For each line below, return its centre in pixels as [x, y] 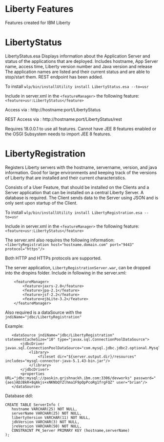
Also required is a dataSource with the [43, 312]
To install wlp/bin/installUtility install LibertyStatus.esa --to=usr [77, 86]
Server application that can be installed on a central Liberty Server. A [74, 192]
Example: [14, 326]
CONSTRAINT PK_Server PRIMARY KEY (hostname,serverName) [71, 430]
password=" [145, 378]
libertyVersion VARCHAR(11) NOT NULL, [51, 417]
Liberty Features [39, 9]
